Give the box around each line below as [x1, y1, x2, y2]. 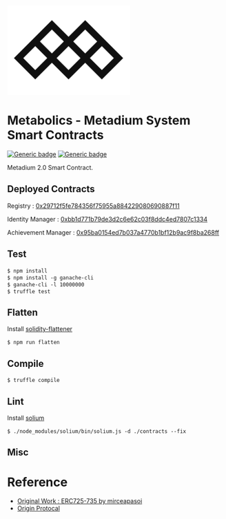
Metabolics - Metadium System [7, 113, 191, 129]
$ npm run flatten [7, 339, 60, 346]
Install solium [7, 414, 45, 422]
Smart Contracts [7, 127, 105, 143]
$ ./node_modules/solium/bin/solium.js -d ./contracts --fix [7, 428, 187, 435]
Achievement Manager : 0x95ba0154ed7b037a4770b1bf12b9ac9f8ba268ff [7, 228, 219, 236]
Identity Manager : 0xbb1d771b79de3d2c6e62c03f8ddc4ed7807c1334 [7, 215, 208, 223]
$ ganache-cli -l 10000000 [7, 281, 85, 288]
